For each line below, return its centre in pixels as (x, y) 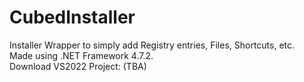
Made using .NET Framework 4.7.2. (81, 55)
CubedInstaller (72, 17)
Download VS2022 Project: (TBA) (78, 66)
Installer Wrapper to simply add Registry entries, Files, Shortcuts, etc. (152, 45)
